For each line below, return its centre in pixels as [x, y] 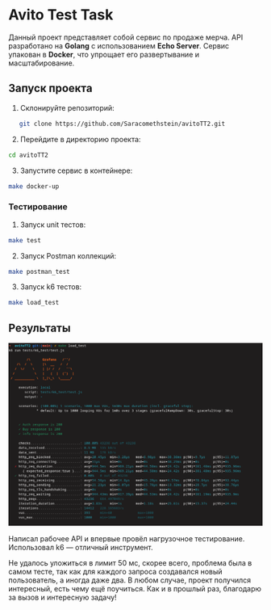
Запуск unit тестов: [53, 225]
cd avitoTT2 [28, 155]
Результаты [40, 328]
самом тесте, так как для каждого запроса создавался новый [116, 571]
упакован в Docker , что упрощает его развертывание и [104, 54]
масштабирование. [42, 63]
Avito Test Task [61, 15]
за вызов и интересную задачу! [63, 597]
